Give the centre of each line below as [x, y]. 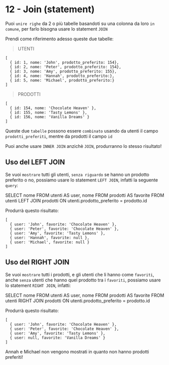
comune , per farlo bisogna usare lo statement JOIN [57, 29]
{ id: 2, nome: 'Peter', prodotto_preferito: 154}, [66, 67]
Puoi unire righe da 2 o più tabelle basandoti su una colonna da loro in [80, 23]
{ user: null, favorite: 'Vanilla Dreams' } [58, 337]
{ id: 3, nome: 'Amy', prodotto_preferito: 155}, [63, 71]
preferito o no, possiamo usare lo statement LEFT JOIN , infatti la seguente [82, 180]
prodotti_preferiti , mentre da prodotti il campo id [59, 136]
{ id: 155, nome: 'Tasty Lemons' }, [48, 112]
